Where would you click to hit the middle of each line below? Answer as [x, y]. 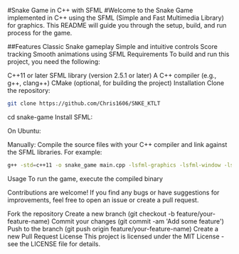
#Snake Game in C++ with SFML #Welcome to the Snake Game [100, 10]
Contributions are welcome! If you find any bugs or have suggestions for [113, 192]
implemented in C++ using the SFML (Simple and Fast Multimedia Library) [116, 18]
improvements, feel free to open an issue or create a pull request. [103, 200]
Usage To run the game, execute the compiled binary [85, 178]
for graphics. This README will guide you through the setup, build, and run [117, 25]
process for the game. [40, 33]
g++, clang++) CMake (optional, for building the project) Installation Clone [116, 83]
